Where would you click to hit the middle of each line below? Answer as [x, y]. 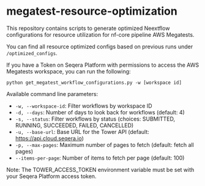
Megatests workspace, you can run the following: [69, 71]
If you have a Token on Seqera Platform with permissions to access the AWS [103, 65]
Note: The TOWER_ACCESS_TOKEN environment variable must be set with [100, 169]
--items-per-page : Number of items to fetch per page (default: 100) [100, 158]
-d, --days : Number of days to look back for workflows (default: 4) [100, 112]
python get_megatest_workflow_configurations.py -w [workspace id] [94, 83]
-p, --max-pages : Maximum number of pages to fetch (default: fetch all [104, 144]
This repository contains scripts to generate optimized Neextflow [88, 28]
